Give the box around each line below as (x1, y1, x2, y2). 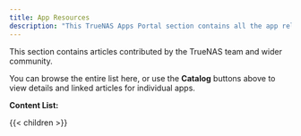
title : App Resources (9, 13, 90, 22)
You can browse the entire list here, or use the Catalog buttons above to (9, 72, 276, 83)
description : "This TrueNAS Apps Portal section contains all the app (9, 21, 279, 30)
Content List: (9, 99, 59, 110)
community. (9, 55, 53, 66)
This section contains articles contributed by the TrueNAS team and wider (9, 46, 282, 56)
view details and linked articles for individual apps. (9, 82, 195, 93)
